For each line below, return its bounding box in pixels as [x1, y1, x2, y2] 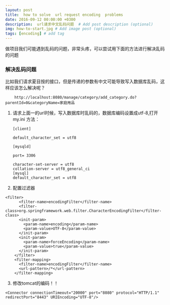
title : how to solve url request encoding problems [5, 12, 123, 17]
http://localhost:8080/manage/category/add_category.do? [14, 95, 137, 100]
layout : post [5, 7, 33, 13]
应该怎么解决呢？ [9, 85, 46, 91]
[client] [12, 127, 31, 132]
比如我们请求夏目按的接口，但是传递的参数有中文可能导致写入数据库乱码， [5, 78, 160, 84]
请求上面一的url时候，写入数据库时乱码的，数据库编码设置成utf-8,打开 [12, 110, 158, 116]
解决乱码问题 [5, 66, 37, 73]
